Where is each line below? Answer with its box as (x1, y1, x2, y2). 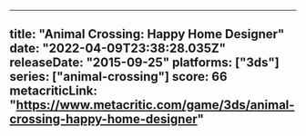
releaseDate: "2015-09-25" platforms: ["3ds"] (9, 55, 280, 71)
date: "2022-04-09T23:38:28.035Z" (9, 41, 226, 56)
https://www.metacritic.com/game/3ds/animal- (15, 97, 295, 113)
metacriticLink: (9, 83, 97, 99)
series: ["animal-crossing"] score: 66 (9, 69, 228, 84)
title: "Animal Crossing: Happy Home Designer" (9, 26, 285, 42)
